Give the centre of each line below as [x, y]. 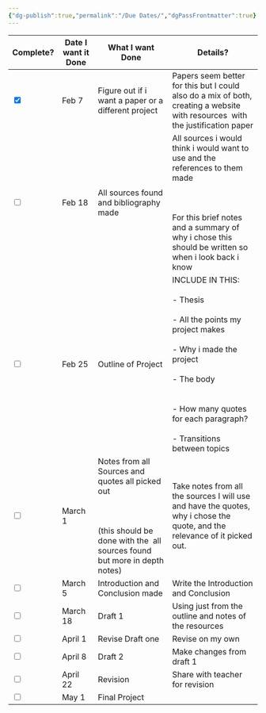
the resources [198, 626]
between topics [201, 448]
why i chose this [202, 237]
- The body [194, 379]
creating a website [207, 105]
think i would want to [211, 148]
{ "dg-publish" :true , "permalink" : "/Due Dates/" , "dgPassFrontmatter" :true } [133, 15]
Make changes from [209, 651]
